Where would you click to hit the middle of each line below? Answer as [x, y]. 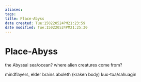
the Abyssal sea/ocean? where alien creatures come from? [64, 65]
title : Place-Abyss [25, 18]
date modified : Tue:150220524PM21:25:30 [47, 28]
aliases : [14, 9]
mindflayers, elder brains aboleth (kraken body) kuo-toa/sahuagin [71, 74]
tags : [10, 14]
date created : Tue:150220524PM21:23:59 [45, 23]
